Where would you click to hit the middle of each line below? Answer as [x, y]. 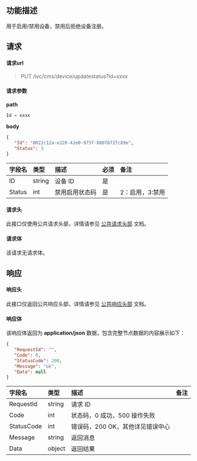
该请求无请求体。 [27, 253]
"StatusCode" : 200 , [38, 361]
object [57, 449]
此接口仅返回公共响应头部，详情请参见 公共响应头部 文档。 [78, 304]
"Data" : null [30, 372]
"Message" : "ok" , [36, 366]
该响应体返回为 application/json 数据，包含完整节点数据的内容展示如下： [96, 333]
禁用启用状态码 [76, 192]
